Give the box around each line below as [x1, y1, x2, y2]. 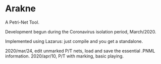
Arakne [5, 3, 36, 14]
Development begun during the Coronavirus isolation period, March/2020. [5, 29, 157, 34]
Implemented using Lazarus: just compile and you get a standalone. [5, 38, 143, 44]
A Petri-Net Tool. [5, 19, 40, 25]
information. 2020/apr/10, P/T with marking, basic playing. [5, 53, 124, 59]
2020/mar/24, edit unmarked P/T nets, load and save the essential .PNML [5, 48, 155, 54]
